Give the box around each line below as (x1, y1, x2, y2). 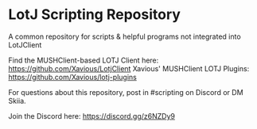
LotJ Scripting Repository (8, 6, 181, 24)
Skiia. (8, 96, 26, 105)
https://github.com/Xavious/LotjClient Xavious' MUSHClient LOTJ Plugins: (8, 63, 250, 73)
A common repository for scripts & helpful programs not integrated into (8, 32, 241, 41)
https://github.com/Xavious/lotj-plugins (8, 72, 137, 82)
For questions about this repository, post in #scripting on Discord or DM (8, 87, 244, 97)
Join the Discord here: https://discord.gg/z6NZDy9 (8, 111, 175, 120)
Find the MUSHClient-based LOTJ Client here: (8, 55, 159, 65)
